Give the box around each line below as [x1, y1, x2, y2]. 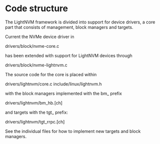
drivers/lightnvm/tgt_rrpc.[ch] [5, 119, 65, 124]
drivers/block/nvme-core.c [5, 43, 60, 49]
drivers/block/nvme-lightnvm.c [5, 62, 68, 68]
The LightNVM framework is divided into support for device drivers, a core [5, 19, 156, 25]
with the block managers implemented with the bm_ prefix [5, 90, 122, 96]
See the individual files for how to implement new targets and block [5, 128, 141, 134]
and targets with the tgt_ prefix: [5, 109, 69, 115]
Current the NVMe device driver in [5, 34, 74, 40]
